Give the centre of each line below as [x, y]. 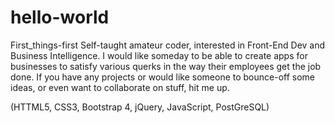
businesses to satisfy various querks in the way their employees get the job [166, 66]
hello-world [60, 17]
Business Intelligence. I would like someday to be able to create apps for [159, 55]
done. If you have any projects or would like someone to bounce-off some [162, 77]
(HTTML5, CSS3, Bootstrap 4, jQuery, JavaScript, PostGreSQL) [140, 107]
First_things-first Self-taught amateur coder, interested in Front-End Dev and [168, 45]
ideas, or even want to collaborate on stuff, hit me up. [120, 87]
